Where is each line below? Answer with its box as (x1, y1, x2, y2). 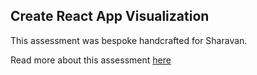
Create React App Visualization (10, 8, 210, 25)
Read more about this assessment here (10, 54, 172, 66)
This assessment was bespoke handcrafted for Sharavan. (10, 34, 248, 46)
